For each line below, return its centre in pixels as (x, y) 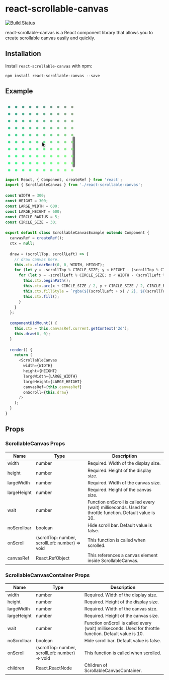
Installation (23, 54)
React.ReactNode (54, 668)
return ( (23, 355)
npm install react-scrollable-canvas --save (53, 76)
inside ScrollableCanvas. (113, 561)
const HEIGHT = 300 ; (27, 201)
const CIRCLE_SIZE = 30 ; (31, 222)
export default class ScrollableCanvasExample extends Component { (77, 233)
